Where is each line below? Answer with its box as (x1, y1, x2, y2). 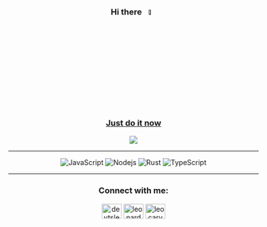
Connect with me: (98, 185, 169, 196)
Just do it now (106, 117, 161, 129)
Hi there (110, 6, 142, 17)
